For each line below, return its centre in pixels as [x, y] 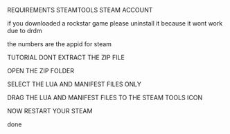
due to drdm [25, 31]
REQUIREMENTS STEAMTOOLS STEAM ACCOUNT [80, 10]
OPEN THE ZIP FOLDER [41, 71]
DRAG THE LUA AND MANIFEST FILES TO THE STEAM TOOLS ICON [105, 97]
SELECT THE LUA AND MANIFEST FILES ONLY [74, 84]
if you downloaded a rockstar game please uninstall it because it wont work [115, 23]
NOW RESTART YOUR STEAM [50, 111]
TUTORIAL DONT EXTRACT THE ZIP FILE [66, 57]
